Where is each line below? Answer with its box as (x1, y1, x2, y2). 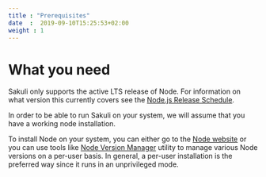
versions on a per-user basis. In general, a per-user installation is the (8, 152, 233, 161)
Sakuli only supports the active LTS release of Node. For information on (8, 87, 241, 96)
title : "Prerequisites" (8, 11, 90, 20)
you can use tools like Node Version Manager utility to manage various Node (8, 143, 258, 152)
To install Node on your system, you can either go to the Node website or (8, 134, 247, 144)
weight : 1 (8, 26, 44, 34)
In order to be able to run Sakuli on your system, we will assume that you (8, 110, 245, 120)
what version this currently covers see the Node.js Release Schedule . (8, 95, 235, 105)
